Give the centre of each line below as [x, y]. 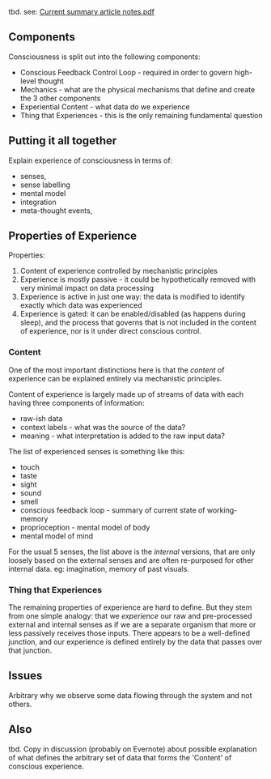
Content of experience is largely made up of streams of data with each [126, 394]
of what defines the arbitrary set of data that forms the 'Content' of [120, 757]
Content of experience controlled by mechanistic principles [119, 271]
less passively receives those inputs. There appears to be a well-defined [129, 633]
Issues [25, 676]
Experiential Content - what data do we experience [105, 106]
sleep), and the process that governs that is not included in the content [138, 322]
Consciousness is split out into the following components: [104, 57]
